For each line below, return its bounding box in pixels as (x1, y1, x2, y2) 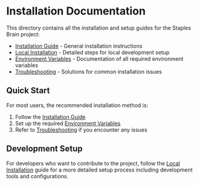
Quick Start (6, 86, 50, 96)
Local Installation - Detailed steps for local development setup (15, 48, 170, 56)
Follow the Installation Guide (15, 113, 86, 120)
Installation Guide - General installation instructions (15, 42, 143, 50)
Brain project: (6, 30, 41, 37)
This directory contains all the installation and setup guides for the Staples (6, 24, 192, 31)
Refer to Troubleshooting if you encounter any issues (15, 126, 148, 133)
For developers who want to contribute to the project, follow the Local (6, 159, 180, 167)
